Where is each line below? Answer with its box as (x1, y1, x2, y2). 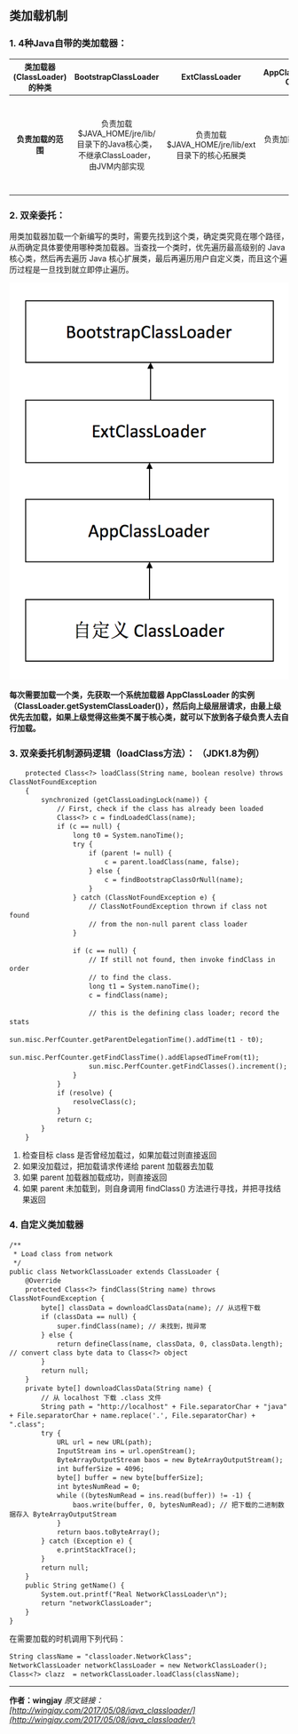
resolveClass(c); (72, 1098, 137, 1107)
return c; (56, 1116, 93, 1125)
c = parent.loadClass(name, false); (104, 858, 240, 867)
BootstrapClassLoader (74, 72, 160, 83)
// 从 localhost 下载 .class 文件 (41, 1393, 162, 1402)
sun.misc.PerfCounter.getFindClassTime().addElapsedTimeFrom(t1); (9, 1054, 260, 1062)
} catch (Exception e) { (41, 1536, 133, 1546)
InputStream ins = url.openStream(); (56, 1446, 197, 1455)
